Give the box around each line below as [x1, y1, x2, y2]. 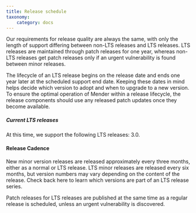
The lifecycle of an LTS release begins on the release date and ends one [6, 72, 180, 79]
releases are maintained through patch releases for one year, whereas [6, 48, 176, 55]
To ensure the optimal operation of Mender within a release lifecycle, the [6, 90, 181, 97]
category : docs [16, 19, 54, 25]
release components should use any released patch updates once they [6, 97, 177, 104]
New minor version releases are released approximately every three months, [6, 158, 190, 165]
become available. [6, 103, 50, 110]
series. [6, 182, 22, 190]
